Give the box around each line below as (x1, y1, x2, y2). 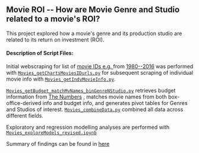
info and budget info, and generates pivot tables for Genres (42, 100, 188, 107)
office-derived (6, 100, 42, 107)
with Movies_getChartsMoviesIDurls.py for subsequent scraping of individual (6, 69, 194, 76)
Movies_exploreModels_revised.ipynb (6, 130, 97, 136)
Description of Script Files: (6, 50, 74, 57)
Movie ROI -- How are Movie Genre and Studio (6, 5, 180, 15)
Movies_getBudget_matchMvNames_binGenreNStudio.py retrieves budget (6, 87, 176, 94)
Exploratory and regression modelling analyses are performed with (6, 124, 170, 131)
